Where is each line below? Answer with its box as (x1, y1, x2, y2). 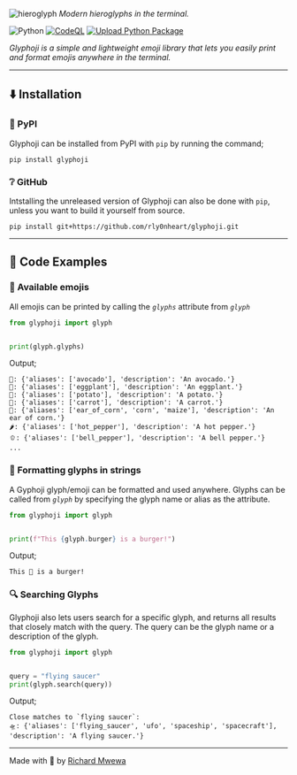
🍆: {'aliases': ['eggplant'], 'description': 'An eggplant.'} (9, 383, 243, 392)
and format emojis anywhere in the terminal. (9, 52, 171, 62)
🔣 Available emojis (9, 281, 90, 294)
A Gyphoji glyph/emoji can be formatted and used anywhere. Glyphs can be (9, 484, 286, 495)
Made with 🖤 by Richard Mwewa (9, 756, 126, 766)
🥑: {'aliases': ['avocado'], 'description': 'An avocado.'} (9, 375, 236, 384)
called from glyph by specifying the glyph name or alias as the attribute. (9, 494, 270, 504)
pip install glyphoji (9, 155, 89, 164)
